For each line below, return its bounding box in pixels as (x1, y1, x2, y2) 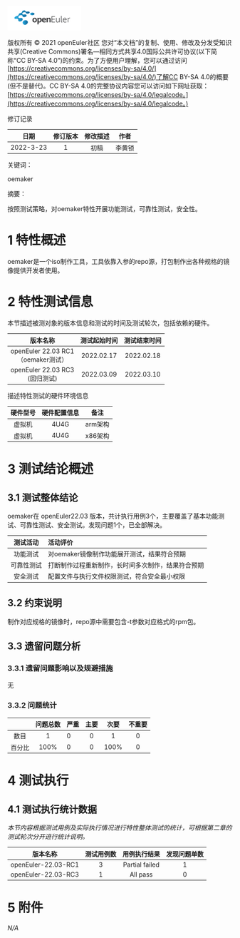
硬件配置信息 (41, 409, 80, 417)
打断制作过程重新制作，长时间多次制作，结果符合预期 (48, 561, 204, 569)
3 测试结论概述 (7, 461, 94, 477)
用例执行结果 (122, 850, 160, 858)
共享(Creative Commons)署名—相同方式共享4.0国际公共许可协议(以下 (7, 47, 212, 56)
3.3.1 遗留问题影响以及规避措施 (7, 663, 113, 673)
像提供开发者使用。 (7, 266, 64, 275)
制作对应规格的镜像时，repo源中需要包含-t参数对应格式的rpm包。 (7, 617, 200, 626)
